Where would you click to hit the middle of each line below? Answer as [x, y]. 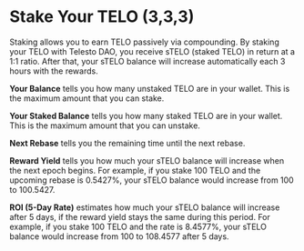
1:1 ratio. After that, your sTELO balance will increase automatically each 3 [147, 61]
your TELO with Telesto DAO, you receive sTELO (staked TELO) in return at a [152, 51]
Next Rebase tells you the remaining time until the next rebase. [127, 143]
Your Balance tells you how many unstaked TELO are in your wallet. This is [150, 88]
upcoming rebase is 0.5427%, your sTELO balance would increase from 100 [152, 180]
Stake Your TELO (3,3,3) [102, 17]
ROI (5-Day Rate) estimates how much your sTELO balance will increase [145, 207]
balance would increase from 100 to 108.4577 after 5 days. [119, 236]
